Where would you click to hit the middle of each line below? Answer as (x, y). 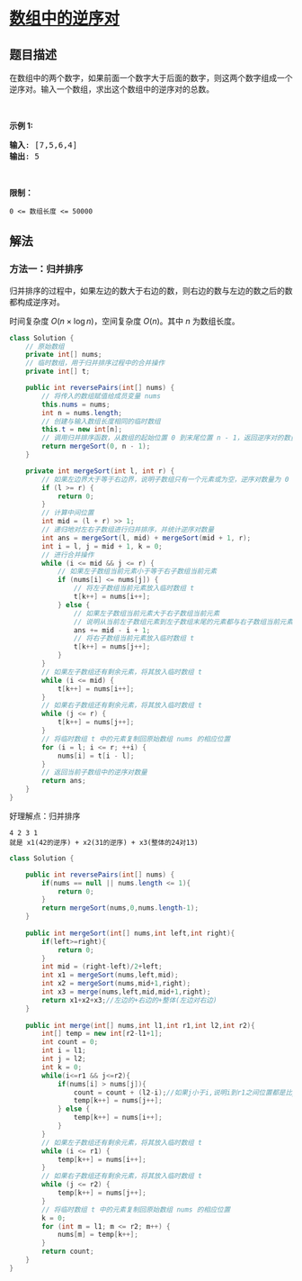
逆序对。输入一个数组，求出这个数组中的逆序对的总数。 (111, 89)
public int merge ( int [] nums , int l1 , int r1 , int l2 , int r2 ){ (140, 1025)
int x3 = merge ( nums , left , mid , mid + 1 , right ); (126, 992)
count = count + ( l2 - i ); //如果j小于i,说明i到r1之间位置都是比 (183, 1092)
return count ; (68, 1252)
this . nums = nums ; (76, 404)
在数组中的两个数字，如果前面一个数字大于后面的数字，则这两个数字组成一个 (151, 78)
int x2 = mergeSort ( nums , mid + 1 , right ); (116, 984)
